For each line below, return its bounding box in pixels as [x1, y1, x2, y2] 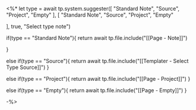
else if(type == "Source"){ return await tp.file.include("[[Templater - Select [6, 58, 189, 64]
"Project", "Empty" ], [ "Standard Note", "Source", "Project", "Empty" [6, 11, 174, 18]
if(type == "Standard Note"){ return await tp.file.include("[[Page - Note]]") [6, 34, 188, 41]
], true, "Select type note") [6, 23, 71, 30]
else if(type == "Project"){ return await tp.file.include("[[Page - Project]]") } [6, 76, 191, 82]
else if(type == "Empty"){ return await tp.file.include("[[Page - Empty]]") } [6, 87, 187, 94]
